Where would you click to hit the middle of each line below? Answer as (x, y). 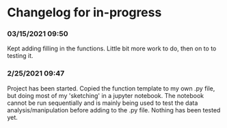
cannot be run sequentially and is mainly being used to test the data (103, 103)
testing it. (20, 56)
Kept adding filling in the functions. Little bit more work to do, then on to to (112, 48)
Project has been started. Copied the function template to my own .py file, (111, 88)
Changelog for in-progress (84, 13)
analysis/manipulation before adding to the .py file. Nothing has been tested (114, 110)
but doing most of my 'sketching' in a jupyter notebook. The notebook (105, 95)
